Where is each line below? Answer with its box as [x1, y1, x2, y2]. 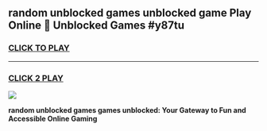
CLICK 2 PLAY [8, 72, 64, 83]
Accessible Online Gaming [8, 114, 98, 123]
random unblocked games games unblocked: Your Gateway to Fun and [8, 105, 246, 114]
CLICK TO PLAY [8, 43, 70, 54]
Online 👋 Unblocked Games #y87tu [8, 19, 185, 33]
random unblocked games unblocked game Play [8, 6, 252, 20]
